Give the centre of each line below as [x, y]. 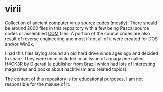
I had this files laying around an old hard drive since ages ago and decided [81, 53]
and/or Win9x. [20, 44]
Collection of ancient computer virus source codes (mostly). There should [81, 23]
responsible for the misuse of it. [38, 84]
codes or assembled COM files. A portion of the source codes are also [78, 33]
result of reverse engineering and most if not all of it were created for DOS [81, 39]
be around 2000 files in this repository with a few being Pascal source [77, 28]
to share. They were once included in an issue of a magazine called [74, 58]
